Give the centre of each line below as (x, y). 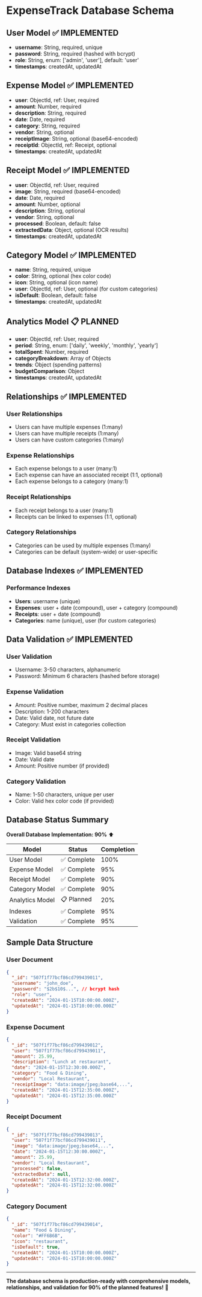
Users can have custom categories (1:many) (69, 440)
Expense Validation (35, 692)
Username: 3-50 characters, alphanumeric (68, 670)
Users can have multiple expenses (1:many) (69, 427)
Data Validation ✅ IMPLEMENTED (70, 639)
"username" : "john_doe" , (43, 984)
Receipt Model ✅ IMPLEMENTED (68, 171)
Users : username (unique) (47, 601)
